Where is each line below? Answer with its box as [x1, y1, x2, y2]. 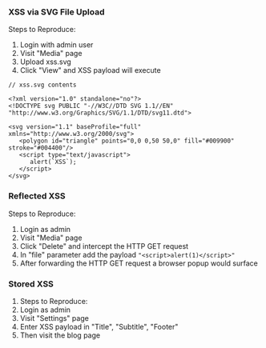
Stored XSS [8, 278, 54, 290]
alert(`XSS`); [29, 158, 78, 166]
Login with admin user [19, 40, 94, 50]
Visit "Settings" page [19, 313, 90, 322]
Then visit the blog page [19, 330, 101, 340]
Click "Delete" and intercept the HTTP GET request [19, 241, 189, 250]
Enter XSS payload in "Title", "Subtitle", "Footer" [19, 322, 179, 331]
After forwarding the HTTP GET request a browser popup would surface [19, 258, 258, 268]
